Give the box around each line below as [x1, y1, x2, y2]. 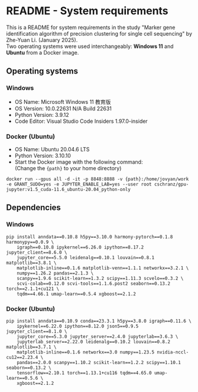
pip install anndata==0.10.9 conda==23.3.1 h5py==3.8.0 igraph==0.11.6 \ [6, 318, 192, 324]
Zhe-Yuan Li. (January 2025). [6, 36, 78, 43]
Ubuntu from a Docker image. [6, 49, 79, 56]
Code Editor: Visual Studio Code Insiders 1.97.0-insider [14, 117, 148, 125]
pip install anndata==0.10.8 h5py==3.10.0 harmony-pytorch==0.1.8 [6, 234, 173, 240]
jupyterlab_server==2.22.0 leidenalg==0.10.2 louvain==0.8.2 [17, 339, 170, 345]
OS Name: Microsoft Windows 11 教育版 [14, 98, 111, 105]
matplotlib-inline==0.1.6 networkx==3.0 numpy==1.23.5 [17, 349, 155, 355]
